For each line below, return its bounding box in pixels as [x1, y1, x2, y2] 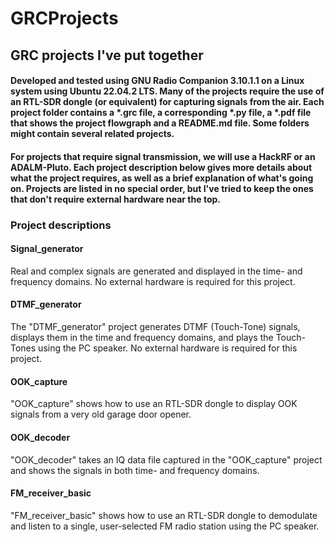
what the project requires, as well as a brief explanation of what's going [10, 172, 314, 184]
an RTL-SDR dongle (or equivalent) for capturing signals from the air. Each [10, 96, 325, 108]
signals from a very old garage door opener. [10, 408, 192, 421]
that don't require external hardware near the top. [10, 193, 221, 205]
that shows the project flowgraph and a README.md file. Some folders [10, 117, 310, 129]
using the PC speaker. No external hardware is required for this [38, 342, 298, 354]
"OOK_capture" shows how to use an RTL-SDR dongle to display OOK [10, 398, 298, 410]
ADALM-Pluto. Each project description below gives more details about [10, 161, 313, 173]
